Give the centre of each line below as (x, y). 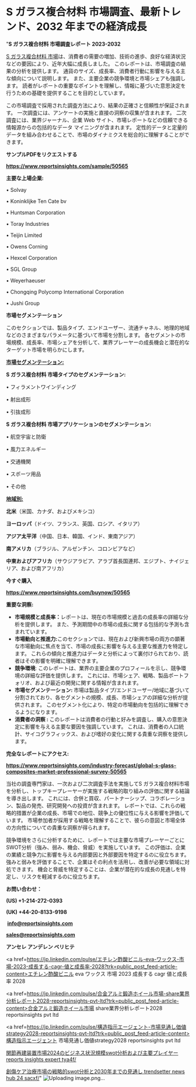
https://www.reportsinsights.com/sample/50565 (67, 166)
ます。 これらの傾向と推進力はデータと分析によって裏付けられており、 (99, 653)
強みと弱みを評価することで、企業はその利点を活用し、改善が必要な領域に (95, 862)
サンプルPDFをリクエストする (42, 154)
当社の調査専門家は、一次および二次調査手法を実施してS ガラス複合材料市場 (98, 783)
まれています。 (32, 631)
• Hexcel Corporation (32, 257)
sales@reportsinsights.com (41, 934)
